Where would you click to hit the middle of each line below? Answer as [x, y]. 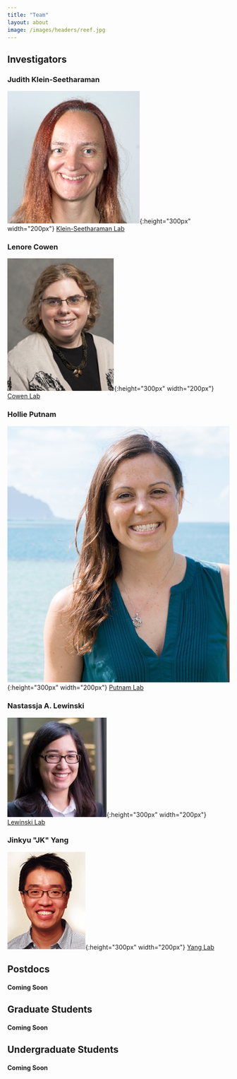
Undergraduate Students [63, 1050]
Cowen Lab [24, 396]
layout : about [28, 22]
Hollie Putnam [32, 415]
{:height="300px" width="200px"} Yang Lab [150, 947]
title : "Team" [28, 15]
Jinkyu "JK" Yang [38, 840]
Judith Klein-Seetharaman [54, 79]
